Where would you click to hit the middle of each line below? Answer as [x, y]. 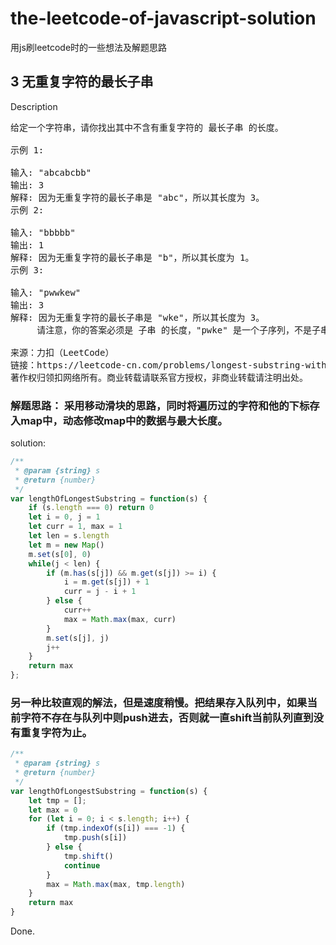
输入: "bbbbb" [43, 232]
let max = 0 [53, 810]
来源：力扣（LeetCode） [62, 352]
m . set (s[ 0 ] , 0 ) [60, 554]
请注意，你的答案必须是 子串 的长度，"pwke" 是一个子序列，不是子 [179, 330]
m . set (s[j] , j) [78, 638]
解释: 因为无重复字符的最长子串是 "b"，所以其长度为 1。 [132, 257]
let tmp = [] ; [57, 800]
